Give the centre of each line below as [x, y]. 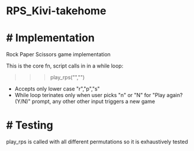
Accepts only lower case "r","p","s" [57, 89]
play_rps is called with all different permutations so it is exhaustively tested [97, 142]
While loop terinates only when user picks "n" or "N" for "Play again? [99, 95]
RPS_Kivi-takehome [56, 11]
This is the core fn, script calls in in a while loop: [65, 66]
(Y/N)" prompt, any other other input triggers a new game [85, 101]
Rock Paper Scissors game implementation [59, 54]
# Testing [30, 125]
